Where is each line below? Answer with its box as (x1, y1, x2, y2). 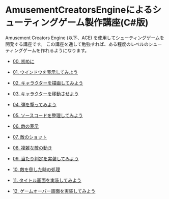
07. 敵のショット (12, 134, 47, 140)
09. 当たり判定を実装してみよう (12, 155, 79, 161)
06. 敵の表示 (12, 123, 39, 129)
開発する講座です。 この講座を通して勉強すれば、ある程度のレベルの (5, 41, 149, 47)
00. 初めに (12, 58, 35, 64)
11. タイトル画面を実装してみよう (12, 177, 81, 183)
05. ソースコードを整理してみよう (12, 112, 83, 118)
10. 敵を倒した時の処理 (12, 166, 60, 173)
